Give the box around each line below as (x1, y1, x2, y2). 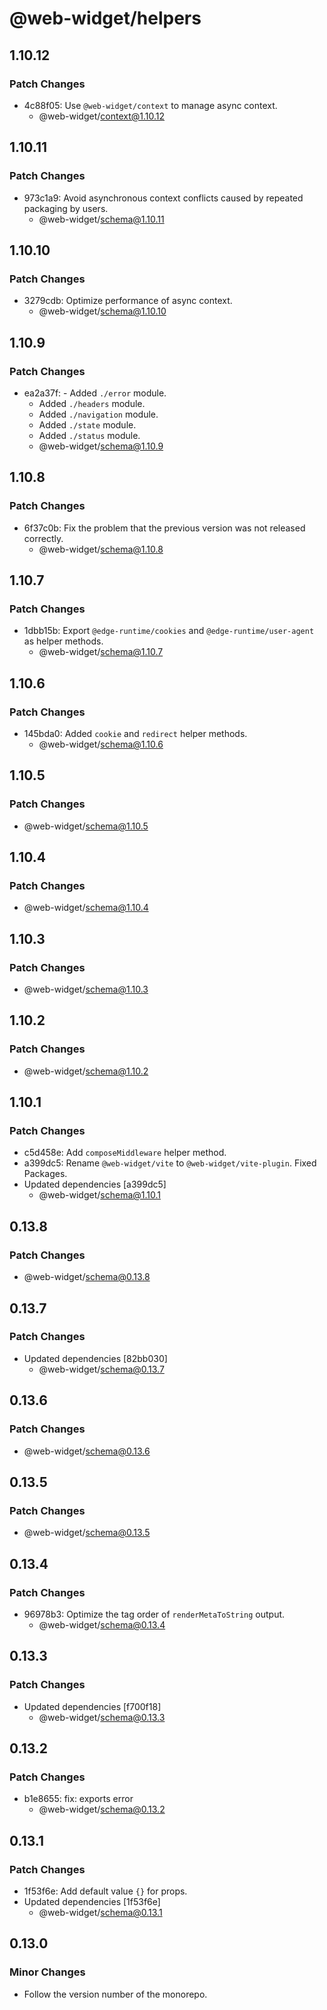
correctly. (23, 532, 64, 544)
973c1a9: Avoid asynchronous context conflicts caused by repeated (23, 192, 304, 204)
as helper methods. (23, 635, 104, 647)
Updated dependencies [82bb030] (23, 1352, 168, 1364)
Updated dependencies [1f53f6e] (23, 1895, 161, 1907)
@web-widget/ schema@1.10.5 (23, 820, 149, 832)
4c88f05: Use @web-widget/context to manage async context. (23, 99, 278, 111)
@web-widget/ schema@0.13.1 (38, 1906, 163, 1918)
